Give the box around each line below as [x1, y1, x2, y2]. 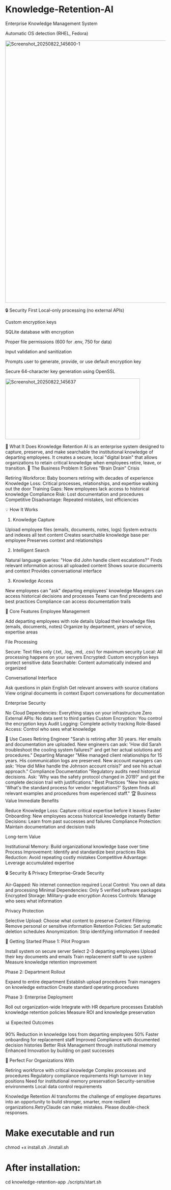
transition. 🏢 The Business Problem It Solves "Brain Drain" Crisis [5, 465, 140, 471]
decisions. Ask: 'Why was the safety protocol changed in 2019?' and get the [5, 773, 164, 780]
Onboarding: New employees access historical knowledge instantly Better [5, 813, 160, 819]
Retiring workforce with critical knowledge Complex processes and [5, 1067, 146, 1073]
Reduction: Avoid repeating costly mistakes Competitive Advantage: [5, 854, 148, 860]
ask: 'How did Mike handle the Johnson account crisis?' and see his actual [5, 763, 162, 769]
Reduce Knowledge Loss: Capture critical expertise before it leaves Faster [5, 807, 161, 813]
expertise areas [5, 629, 38, 635]
